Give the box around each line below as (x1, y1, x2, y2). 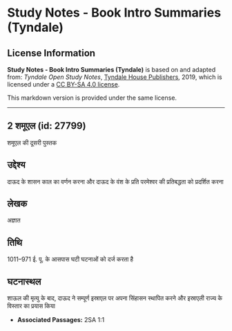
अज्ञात (7, 216, 21, 224)
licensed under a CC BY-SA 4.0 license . (7, 80, 120, 88)
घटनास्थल (7, 276, 41, 287)
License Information (7, 47, 95, 59)
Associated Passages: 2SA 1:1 (17, 316, 105, 324)
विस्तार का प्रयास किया (7, 302, 56, 310)
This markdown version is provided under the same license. (7, 93, 177, 102)
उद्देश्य (7, 159, 26, 171)
